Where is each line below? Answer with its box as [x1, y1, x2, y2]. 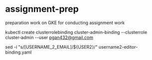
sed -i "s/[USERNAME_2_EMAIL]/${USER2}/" [5, 44, 98, 50]
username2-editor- [99, 44, 138, 50]
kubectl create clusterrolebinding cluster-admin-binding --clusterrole [5, 29, 148, 35]
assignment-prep [5, 3, 79, 15]
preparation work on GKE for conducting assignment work [5, 20, 125, 26]
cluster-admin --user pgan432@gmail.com [5, 34, 94, 40]
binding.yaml [5, 49, 32, 55]
